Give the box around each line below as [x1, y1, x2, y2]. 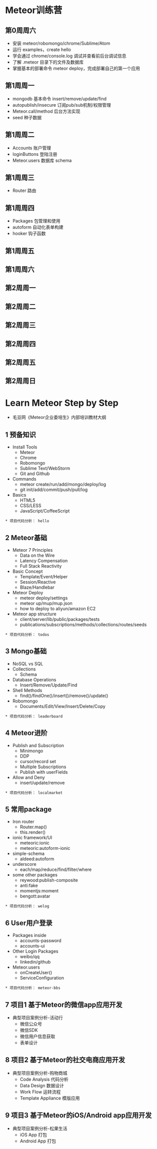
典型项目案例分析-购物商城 [12, 1070, 67, 1076]
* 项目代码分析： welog [5, 904, 49, 909]
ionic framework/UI [12, 835, 52, 841]
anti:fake [19, 882, 38, 888]
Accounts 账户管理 [12, 145, 51, 151]
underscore [12, 861, 36, 867]
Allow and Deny [12, 774, 45, 780]
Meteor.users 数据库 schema [12, 157, 72, 163]
